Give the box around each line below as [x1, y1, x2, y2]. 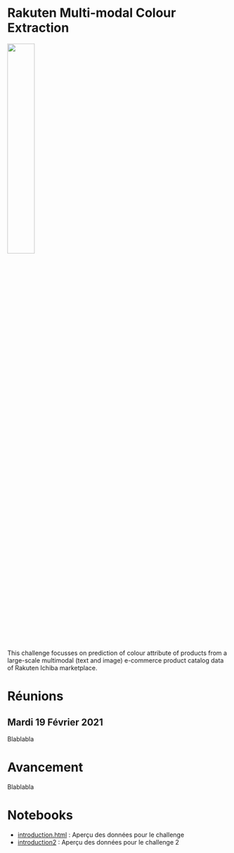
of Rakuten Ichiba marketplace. [7, 663, 98, 672]
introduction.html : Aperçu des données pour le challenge [17, 831, 185, 839]
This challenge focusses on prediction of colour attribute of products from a [7, 649, 227, 657]
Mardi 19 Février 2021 [7, 716, 103, 728]
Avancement [7, 760, 84, 776]
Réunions [7, 689, 64, 704]
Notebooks [7, 807, 74, 823]
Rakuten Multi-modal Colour [7, 5, 176, 21]
